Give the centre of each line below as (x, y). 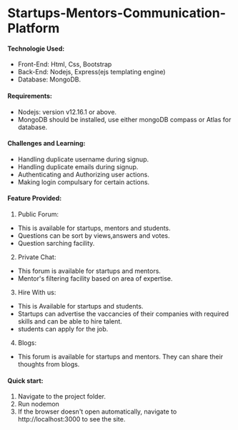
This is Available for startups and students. (80, 306)
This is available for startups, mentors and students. (94, 228)
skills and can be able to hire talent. (70, 321)
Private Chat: (37, 257)
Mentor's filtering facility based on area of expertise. (95, 279)
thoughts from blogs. (49, 364)
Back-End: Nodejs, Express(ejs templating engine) (91, 72)
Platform (34, 28)
